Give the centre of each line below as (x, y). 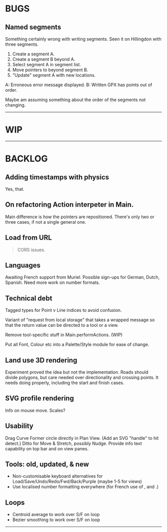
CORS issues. (31, 250)
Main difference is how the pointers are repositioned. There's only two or (80, 217)
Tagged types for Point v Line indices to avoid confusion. (63, 310)
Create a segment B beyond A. (44, 59)
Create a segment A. (33, 54)
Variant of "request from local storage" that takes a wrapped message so (80, 320)
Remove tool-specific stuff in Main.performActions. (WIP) (64, 335)
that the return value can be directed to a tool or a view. (62, 325)
